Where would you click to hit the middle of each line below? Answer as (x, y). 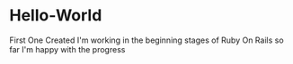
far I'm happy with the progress (67, 49)
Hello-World (56, 16)
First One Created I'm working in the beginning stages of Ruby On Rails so (147, 40)
